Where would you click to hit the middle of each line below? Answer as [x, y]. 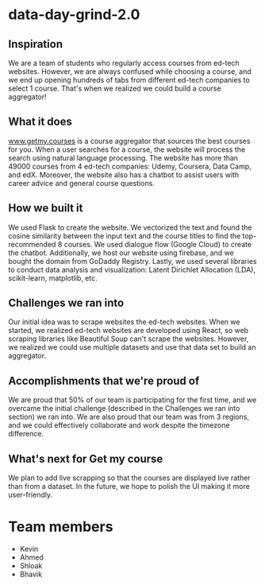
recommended [32, 244]
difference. [26, 434]
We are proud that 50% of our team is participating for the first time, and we [132, 400]
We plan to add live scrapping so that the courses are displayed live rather [130, 478]
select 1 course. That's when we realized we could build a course [115, 88]
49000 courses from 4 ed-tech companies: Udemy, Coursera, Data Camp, [130, 166]
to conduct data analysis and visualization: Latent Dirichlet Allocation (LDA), [132, 269]
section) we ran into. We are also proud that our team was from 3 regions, [129, 417]
